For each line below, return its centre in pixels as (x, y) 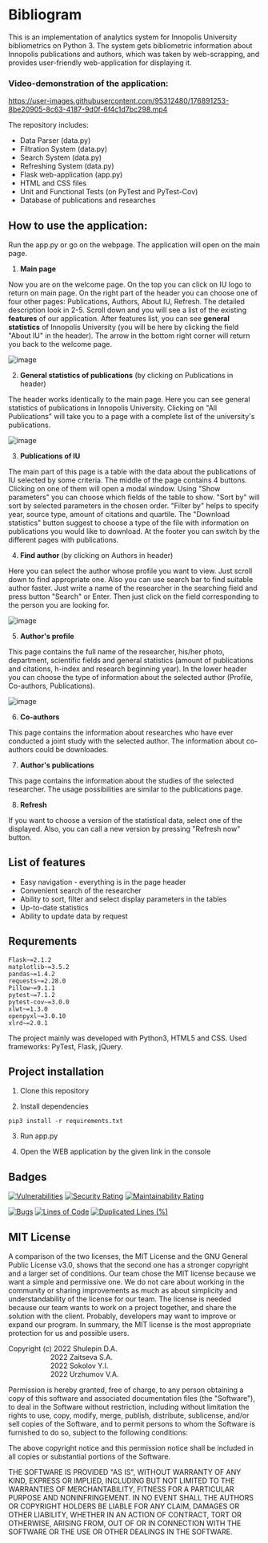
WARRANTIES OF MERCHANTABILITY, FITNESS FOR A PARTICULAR (121, 1489)
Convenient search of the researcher (80, 890)
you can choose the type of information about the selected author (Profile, (131, 678)
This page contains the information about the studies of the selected (121, 781)
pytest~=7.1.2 (32, 995)
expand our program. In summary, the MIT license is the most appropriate (130, 1325)
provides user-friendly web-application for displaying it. (100, 63)
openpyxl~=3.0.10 (37, 1016)
